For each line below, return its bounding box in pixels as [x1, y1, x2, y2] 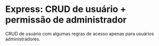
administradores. [5, 36, 41, 42]
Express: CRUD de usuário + [5, 3, 127, 15]
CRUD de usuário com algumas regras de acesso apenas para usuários [5, 30, 154, 36]
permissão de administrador [5, 14, 127, 25]
